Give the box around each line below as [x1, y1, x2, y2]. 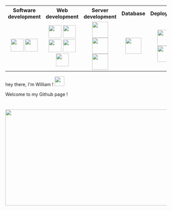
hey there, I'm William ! [5, 81, 54, 88]
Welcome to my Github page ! [5, 91, 68, 97]
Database [121, 10, 146, 17]
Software [12, 7, 36, 14]
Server [91, 7, 109, 14]
